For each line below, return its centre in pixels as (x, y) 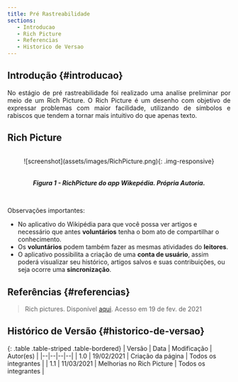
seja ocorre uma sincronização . (64, 270)
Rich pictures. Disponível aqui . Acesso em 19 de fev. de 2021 (113, 309)
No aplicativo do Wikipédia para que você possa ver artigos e (107, 224)
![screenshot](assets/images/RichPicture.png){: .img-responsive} (119, 161)
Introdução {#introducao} (65, 76)
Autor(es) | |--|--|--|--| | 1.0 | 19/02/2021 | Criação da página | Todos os (112, 356)
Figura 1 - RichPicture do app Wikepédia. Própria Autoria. (119, 183)
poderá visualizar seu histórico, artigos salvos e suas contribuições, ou (121, 262)
